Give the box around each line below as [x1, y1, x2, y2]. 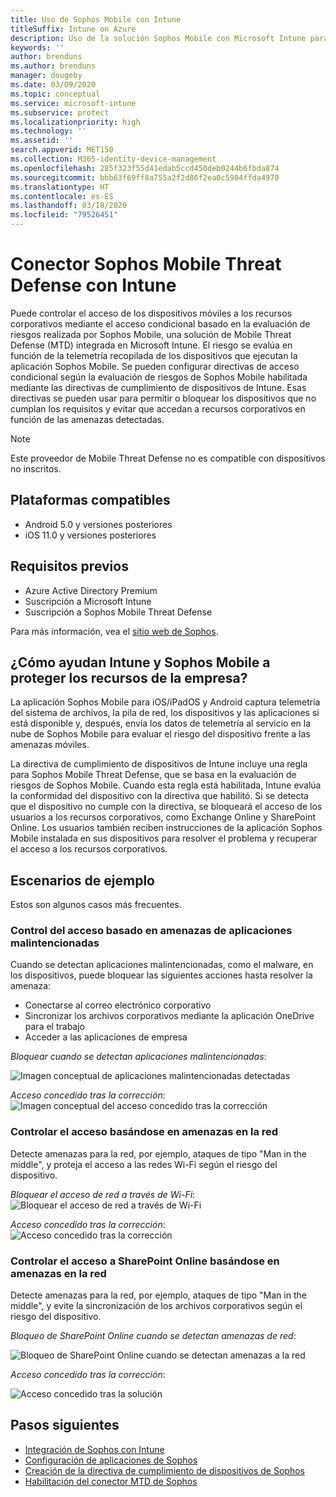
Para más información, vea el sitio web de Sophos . [10, 625, 219, 637]
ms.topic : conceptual [10, 89, 101, 99]
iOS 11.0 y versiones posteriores [24, 529, 157, 541]
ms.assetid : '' [10, 136, 74, 146]
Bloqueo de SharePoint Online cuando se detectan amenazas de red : [10, 1330, 297, 1342]
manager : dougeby [10, 71, 83, 81]
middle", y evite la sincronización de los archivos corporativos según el [10, 1300, 303, 1312]
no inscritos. [10, 462, 62, 475]
